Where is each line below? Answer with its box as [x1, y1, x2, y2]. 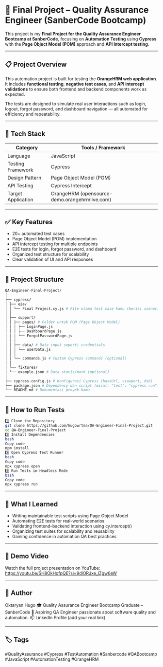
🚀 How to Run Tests [5, 406, 65, 414]
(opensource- [80, 190, 113, 197]
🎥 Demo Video [5, 552, 49, 560]
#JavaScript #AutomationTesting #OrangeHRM [5, 656, 99, 662]
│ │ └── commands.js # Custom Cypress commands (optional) [5, 356, 127, 361]
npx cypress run [5, 482, 38, 487]
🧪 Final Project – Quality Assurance [5, 4, 149, 16]
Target [7, 190, 23, 197]
